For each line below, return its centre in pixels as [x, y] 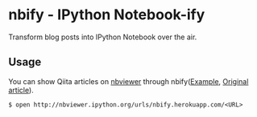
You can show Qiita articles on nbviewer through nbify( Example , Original [128, 81]
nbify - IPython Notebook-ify [107, 15]
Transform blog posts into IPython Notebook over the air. [103, 37]
